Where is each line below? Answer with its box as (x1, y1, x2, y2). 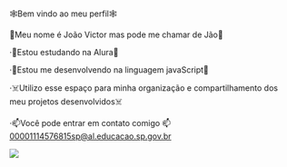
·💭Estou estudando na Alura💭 (9, 47, 119, 57)
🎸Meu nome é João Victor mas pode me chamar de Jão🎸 (9, 29, 224, 40)
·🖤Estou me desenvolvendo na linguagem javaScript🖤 (9, 64, 209, 75)
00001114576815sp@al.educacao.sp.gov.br (9, 131, 172, 142)
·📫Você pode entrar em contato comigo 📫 (9, 118, 171, 128)
